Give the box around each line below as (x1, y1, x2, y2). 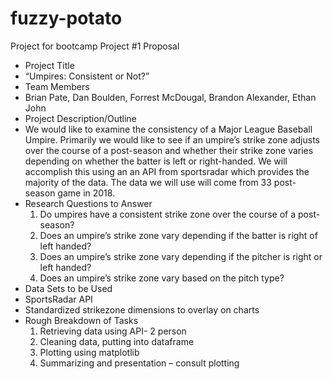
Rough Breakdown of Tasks (24, 314, 139, 326)
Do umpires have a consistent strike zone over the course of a (39, 208, 297, 220)
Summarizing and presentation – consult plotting (39, 357, 240, 369)
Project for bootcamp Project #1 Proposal (10, 40, 180, 52)
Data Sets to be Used (24, 282, 113, 294)
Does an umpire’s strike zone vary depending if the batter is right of (39, 229, 318, 241)
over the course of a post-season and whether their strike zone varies (24, 144, 314, 156)
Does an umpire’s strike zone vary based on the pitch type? (39, 272, 285, 284)
